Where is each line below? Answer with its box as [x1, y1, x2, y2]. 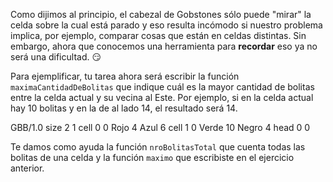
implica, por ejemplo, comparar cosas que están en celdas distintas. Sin [10, 30, 307, 41]
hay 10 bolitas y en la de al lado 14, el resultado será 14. [10, 102, 238, 114]
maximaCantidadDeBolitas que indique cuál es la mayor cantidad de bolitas [10, 81, 315, 93]
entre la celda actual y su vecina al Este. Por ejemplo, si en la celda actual [10, 92, 314, 103]
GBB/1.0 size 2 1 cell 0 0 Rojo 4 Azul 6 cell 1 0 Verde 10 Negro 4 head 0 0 [10, 122, 311, 133]
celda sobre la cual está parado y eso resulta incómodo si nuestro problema [10, 19, 323, 31]
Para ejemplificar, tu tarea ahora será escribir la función [10, 70, 240, 82]
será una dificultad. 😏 [10, 51, 102, 63]
